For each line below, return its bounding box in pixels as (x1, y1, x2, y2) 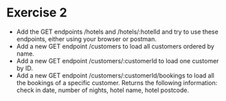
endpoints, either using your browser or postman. (16, 34, 157, 43)
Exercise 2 (6, 5, 67, 21)
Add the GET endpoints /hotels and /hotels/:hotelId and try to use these (16, 27, 219, 36)
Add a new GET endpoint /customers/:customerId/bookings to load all (16, 71, 214, 80)
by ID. (16, 64, 34, 72)
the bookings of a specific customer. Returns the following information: (16, 78, 218, 87)
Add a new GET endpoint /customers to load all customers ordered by (16, 42, 214, 50)
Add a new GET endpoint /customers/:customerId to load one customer (16, 56, 219, 65)
